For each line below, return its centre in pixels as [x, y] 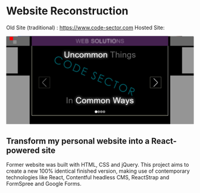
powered [23, 150]
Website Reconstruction [68, 11]
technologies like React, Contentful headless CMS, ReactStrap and [88, 177]
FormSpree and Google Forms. [44, 184]
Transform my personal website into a [78, 141]
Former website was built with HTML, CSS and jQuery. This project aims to [98, 165]
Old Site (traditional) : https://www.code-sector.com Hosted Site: [85, 27]
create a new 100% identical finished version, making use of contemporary [98, 171]
